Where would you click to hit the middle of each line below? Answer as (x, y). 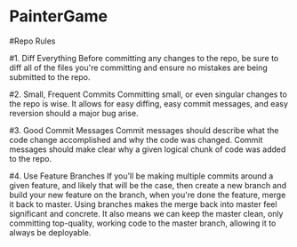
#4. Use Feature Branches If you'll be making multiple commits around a (141, 176)
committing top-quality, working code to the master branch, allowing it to (143, 223)
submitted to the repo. (50, 76)
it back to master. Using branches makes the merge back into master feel (143, 204)
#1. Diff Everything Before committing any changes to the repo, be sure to (144, 58)
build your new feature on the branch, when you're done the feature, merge (148, 195)
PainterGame (59, 16)
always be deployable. (50, 232)
